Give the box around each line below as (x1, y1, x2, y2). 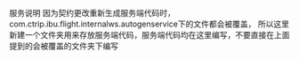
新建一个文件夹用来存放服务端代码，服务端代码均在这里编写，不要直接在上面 (9, 30, 290, 40)
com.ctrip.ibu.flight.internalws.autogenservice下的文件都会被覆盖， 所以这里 (9, 18, 289, 29)
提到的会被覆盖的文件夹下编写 (9, 41, 118, 51)
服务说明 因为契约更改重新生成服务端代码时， (9, 8, 175, 18)
